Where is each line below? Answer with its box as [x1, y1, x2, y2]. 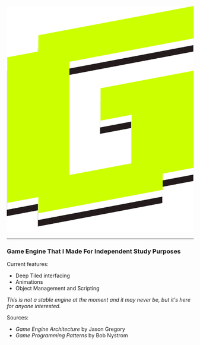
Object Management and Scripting [15, 285, 100, 292]
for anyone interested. [7, 303, 61, 310]
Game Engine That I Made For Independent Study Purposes [7, 247, 181, 255]
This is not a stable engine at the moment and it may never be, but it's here [7, 296, 191, 303]
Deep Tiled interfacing [15, 272, 71, 279]
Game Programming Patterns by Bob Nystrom [15, 332, 128, 339]
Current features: [7, 261, 49, 268]
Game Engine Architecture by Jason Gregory [15, 325, 125, 333]
